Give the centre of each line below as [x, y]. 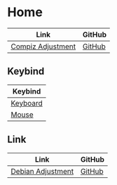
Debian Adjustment [42, 171]
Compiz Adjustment [43, 46]
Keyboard [27, 103]
